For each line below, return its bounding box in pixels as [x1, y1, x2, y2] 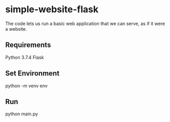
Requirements [5, 41, 51, 50]
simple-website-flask [5, 4, 99, 15]
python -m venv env [5, 83, 48, 89]
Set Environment [5, 69, 60, 78]
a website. [5, 26, 27, 32]
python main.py [5, 111, 38, 117]
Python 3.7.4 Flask [5, 54, 44, 60]
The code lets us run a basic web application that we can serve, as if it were [5, 20, 165, 27]
